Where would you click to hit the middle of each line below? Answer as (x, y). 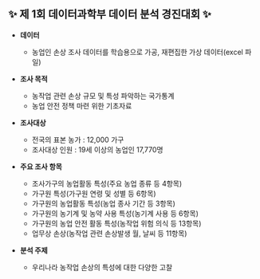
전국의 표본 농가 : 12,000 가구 (78, 139)
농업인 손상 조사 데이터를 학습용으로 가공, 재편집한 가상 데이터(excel (137, 52)
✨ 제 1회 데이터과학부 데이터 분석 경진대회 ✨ (110, 14)
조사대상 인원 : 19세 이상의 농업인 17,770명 (97, 149)
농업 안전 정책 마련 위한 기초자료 (82, 105)
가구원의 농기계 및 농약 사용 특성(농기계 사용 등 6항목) (115, 213)
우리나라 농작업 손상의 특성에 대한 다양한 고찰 (102, 267)
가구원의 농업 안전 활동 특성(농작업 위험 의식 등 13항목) (116, 223)
